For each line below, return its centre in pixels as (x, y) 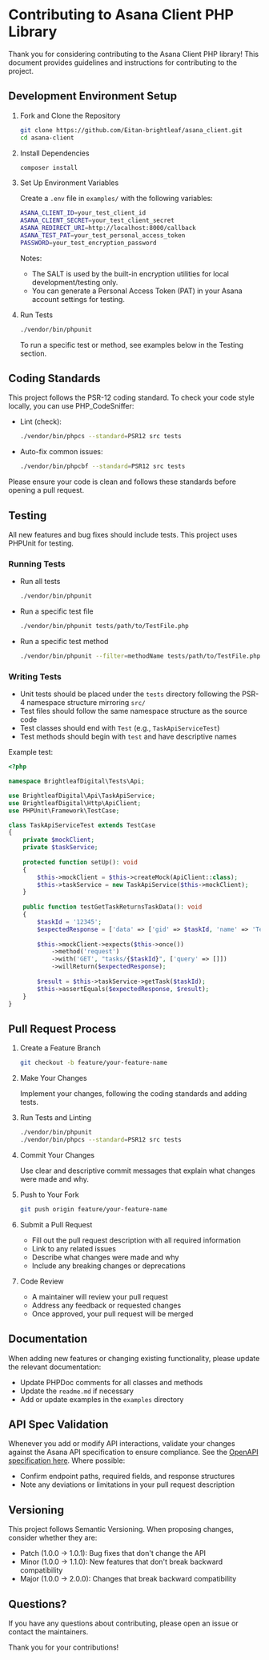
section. (33, 353)
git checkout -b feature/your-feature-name (94, 1063)
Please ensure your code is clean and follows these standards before (122, 481)
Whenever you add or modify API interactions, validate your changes (122, 1444)
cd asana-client (47, 138)
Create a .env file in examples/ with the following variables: (116, 199)
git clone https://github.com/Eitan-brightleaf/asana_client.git (131, 130)
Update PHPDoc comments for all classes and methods (111, 1382)
